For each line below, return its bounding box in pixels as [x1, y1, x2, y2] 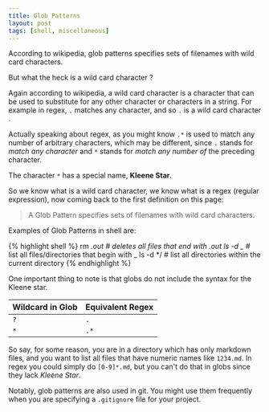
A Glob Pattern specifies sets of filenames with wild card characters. [27, 210, 255, 220]
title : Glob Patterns [8, 11, 81, 20]
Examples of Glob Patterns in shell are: [8, 226, 137, 235]
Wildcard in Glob [12, 302, 78, 313]
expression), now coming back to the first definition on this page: [8, 194, 224, 205]
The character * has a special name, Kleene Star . [8, 170, 173, 181]
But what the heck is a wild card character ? [8, 73, 154, 83]
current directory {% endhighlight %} [8, 259, 132, 268]
